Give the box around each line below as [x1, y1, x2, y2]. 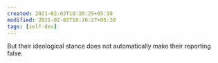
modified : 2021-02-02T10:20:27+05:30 [7, 17, 116, 24]
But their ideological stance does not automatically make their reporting [7, 42, 211, 51]
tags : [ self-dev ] [7, 23, 57, 30]
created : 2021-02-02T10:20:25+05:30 [7, 10, 113, 17]
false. [7, 49, 23, 57]
